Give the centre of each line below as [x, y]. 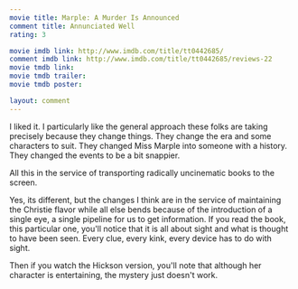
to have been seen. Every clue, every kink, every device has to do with [141, 238]
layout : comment [40, 100]
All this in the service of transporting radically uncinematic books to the [142, 172]
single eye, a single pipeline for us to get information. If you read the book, [148, 219]
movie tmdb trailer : [48, 76]
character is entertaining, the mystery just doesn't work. [114, 275]
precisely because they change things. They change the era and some [140, 135]
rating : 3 [28, 34]
